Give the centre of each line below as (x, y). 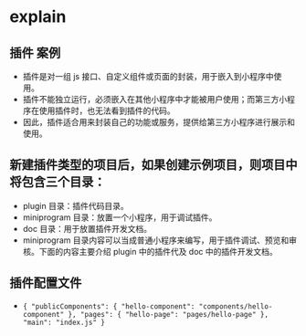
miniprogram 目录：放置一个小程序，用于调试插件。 (120, 217)
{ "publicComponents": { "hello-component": (109, 306)
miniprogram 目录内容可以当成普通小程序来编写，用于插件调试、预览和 (156, 240)
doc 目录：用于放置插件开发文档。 (87, 228)
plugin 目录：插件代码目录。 (76, 205)
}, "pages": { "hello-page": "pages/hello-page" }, (169, 314)
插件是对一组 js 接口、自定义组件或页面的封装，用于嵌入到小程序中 (148, 76)
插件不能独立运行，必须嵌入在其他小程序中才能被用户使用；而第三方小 (155, 99)
